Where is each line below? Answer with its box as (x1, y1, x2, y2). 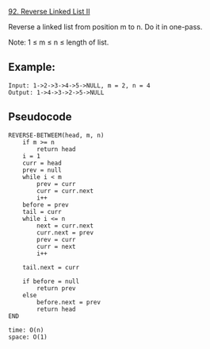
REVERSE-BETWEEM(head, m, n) (8, 131, 105, 139)
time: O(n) (8, 326, 44, 334)
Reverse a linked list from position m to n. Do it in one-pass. (8, 22, 203, 31)
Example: (8, 60, 55, 74)
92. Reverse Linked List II (8, 7, 90, 16)
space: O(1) (8, 333, 48, 341)
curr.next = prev (36, 228, 94, 237)
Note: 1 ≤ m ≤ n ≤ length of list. (8, 37, 109, 47)
